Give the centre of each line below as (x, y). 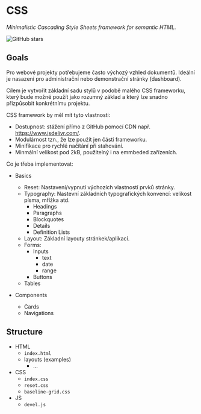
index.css (36, 379)
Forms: (32, 245)
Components (31, 295)
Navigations (39, 313)
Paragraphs (47, 213)
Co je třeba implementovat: (40, 164)
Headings (45, 206)
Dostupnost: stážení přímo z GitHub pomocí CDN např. (83, 127)
